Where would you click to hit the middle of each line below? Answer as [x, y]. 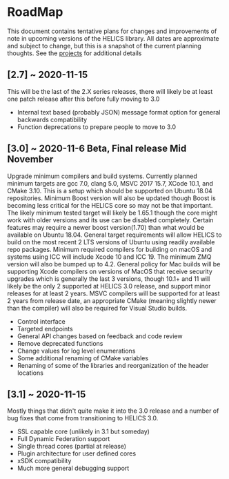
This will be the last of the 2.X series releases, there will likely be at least [110, 91]
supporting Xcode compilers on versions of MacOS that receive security [110, 271]
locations [30, 373]
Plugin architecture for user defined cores [77, 453]
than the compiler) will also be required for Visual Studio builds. [97, 308]
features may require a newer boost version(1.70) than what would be [106, 227]
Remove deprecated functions [60, 343]
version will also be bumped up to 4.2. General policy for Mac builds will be [114, 264]
